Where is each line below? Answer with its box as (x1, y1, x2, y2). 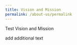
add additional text (5, 35, 43, 41)
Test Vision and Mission (5, 25, 54, 31)
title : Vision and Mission (5, 7, 61, 12)
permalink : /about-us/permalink (5, 12, 72, 17)
